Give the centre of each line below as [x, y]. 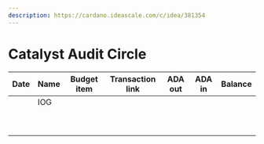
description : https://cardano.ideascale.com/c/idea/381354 [107, 15]
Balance [236, 84]
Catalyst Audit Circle [77, 54]
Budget [84, 79]
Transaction [133, 79]
